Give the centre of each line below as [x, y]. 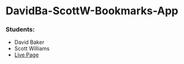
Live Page [27, 55]
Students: [20, 30]
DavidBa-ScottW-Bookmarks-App [92, 11]
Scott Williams [32, 49]
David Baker [29, 42]
